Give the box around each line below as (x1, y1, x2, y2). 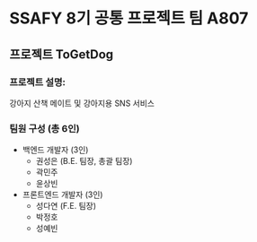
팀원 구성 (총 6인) (9, 122, 80, 134)
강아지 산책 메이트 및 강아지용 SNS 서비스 (9, 98, 155, 108)
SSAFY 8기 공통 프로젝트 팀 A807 (9, 8, 249, 29)
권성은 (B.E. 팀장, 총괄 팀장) (35, 156, 133, 167)
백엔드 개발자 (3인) (22, 144, 89, 155)
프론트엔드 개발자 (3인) (22, 189, 103, 200)
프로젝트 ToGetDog (9, 47, 114, 62)
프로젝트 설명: (9, 75, 66, 88)
